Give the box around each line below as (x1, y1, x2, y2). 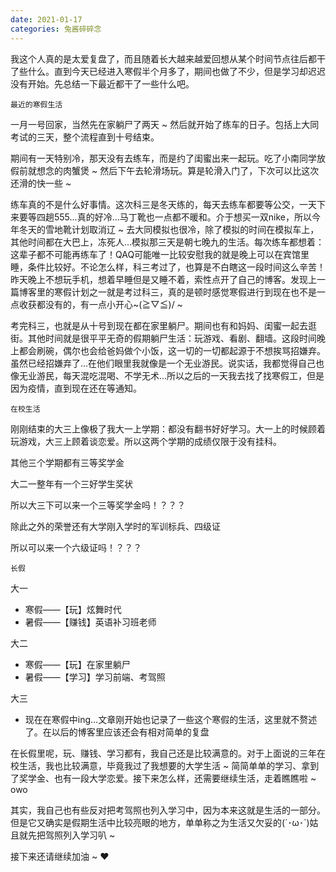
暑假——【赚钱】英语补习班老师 (24, 616, 157, 628)
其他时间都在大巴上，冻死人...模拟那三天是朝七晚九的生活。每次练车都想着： (10, 236, 325, 248)
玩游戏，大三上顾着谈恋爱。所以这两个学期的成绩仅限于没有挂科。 (10, 435, 282, 447)
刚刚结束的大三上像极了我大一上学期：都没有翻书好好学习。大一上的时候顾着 (10, 422, 326, 435)
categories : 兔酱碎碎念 (10, 24, 102, 34)
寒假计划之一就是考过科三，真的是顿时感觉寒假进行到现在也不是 (53, 286, 317, 298)
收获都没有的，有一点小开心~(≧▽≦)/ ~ (18, 298, 183, 310)
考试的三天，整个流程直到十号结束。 (10, 131, 160, 143)
